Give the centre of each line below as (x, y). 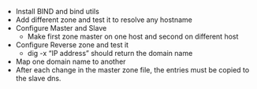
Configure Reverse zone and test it (72, 45)
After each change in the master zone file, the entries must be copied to (132, 70)
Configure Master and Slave (61, 28)
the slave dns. (38, 78)
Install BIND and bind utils (58, 11)
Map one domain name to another (71, 61)
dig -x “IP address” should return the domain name (110, 53)
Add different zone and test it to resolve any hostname (104, 20)
